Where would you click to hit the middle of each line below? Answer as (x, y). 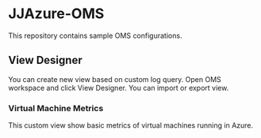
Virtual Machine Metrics (56, 108)
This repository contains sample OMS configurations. (95, 35)
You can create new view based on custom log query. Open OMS (115, 79)
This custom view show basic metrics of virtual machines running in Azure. (131, 125)
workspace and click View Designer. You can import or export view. (119, 88)
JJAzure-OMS (56, 14)
